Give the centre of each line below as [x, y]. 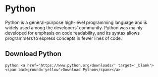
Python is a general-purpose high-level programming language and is [76, 22]
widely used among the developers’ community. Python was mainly [74, 27]
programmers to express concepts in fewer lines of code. [64, 38]
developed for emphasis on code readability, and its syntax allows [73, 33]
